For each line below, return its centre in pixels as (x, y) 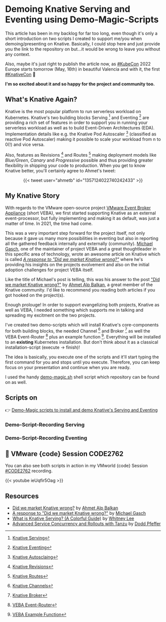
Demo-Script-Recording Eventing (46, 438)
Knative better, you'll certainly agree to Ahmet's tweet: (61, 170)
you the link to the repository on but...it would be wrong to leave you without (83, 49)
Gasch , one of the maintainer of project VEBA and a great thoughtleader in (81, 249)
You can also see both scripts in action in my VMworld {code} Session (77, 466)
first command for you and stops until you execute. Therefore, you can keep (83, 362)
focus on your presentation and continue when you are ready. (68, 367)
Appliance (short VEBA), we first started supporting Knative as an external (81, 213)
